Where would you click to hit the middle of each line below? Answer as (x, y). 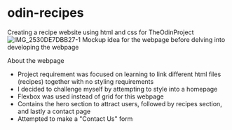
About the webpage (36, 60)
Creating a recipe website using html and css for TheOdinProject (101, 32)
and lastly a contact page (54, 111)
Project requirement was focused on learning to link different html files (119, 74)
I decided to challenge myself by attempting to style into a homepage (117, 89)
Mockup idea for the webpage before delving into (153, 39)
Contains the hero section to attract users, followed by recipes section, (120, 103)
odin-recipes (46, 13)
